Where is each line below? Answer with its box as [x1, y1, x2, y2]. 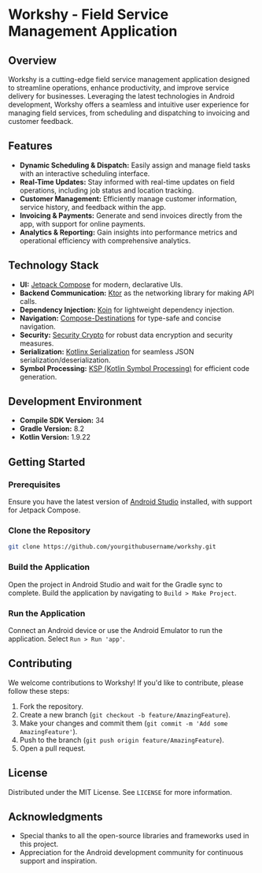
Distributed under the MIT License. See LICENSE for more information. [8, 787, 232, 796]
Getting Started [8, 455, 86, 469]
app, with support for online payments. [19, 219, 146, 228]
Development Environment [8, 395, 142, 408]
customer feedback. [8, 117, 74, 126]
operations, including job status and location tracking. [19, 185, 194, 195]
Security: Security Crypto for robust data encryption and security [19, 330, 234, 339]
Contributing [8, 657, 72, 670]
